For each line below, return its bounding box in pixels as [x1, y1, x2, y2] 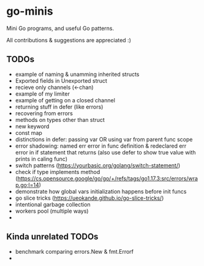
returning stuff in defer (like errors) [15, 103, 104, 110]
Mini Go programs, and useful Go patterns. [6, 25, 115, 32]
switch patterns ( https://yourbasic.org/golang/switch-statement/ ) [15, 161, 181, 169]
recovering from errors [15, 109, 74, 117]
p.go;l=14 [15, 181, 39, 188]
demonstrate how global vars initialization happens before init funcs [15, 188, 187, 195]
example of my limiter [15, 90, 70, 97]
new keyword [15, 123, 50, 130]
